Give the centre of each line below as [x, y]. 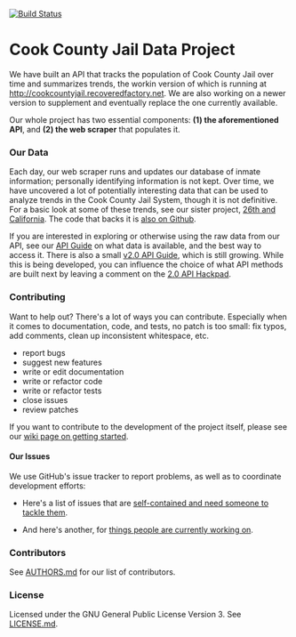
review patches [50, 409]
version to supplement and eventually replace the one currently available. [144, 102]
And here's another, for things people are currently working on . [137, 529]
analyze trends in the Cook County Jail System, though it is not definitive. [144, 200]
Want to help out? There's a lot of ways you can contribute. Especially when [148, 317]
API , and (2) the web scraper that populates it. [95, 129]
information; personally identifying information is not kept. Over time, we [142, 181]
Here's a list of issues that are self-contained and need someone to [145, 503]
